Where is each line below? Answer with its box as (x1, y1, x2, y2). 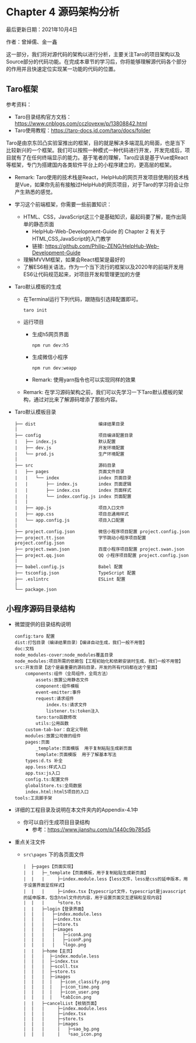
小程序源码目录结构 (6, 604, 75, 614)
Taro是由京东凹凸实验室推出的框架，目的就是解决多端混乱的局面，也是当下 (6, 139, 185, 146)
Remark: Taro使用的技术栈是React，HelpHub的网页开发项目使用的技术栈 (14, 173, 189, 180)
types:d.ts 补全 (25, 758, 63, 764)
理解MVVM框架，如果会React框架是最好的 (23, 256, 125, 263)
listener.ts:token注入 (45, 708, 100, 714)
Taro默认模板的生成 (14, 283, 62, 290)
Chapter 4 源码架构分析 (6, 5, 120, 19)
